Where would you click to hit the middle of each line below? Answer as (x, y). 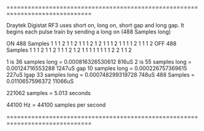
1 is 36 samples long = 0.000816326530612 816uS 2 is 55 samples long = (99, 62)
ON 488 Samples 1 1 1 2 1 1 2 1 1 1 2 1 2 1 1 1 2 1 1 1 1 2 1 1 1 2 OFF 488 (91, 44)
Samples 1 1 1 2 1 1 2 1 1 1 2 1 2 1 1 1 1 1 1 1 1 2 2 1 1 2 (69, 50)
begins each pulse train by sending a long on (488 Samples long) (89, 32)
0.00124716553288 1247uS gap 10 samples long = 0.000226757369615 (97, 68)
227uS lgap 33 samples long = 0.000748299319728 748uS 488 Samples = (100, 75)
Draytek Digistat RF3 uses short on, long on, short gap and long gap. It (95, 25)
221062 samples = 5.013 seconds (48, 93)
